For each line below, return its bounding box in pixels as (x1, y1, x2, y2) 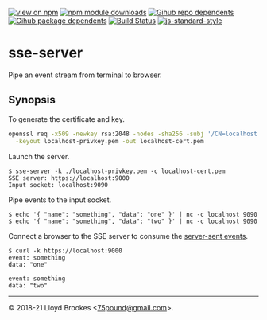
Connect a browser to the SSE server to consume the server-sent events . (8, 231, 249, 240)
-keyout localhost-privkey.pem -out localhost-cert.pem (15, 137, 204, 145)
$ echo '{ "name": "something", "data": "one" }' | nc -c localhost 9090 (8, 210, 258, 218)
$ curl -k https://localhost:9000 (8, 247, 123, 255)
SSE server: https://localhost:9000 (8, 174, 130, 182)
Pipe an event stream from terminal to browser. (8, 70, 162, 80)
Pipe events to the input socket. (8, 195, 112, 205)
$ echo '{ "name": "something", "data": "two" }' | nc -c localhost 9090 (8, 217, 258, 225)
